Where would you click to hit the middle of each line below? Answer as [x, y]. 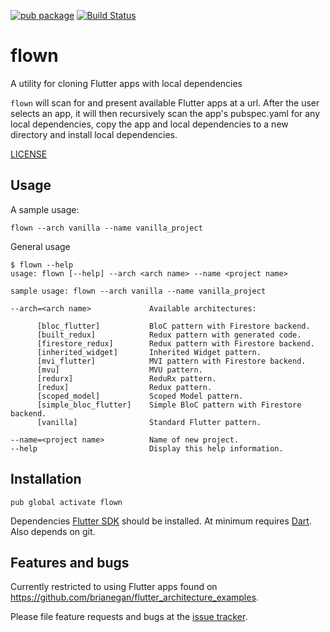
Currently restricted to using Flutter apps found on [114, 587]
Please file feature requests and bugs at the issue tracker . [129, 617]
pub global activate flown [66, 502]
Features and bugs [70, 562]
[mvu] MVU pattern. [119, 370]
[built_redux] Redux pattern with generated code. [169, 335]
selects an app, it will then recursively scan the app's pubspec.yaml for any [165, 113]
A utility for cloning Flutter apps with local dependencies [126, 83]
